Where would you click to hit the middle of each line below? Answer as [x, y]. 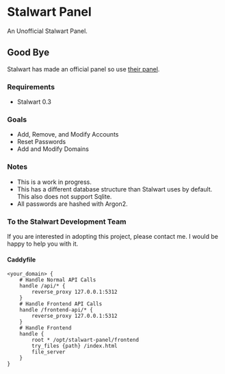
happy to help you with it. [43, 244]
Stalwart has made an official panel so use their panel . [83, 69]
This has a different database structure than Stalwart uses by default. [115, 189]
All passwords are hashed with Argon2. [72, 204]
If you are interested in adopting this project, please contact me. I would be [113, 236]
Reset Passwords [41, 142]
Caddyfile [22, 259]
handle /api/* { [43, 286]
